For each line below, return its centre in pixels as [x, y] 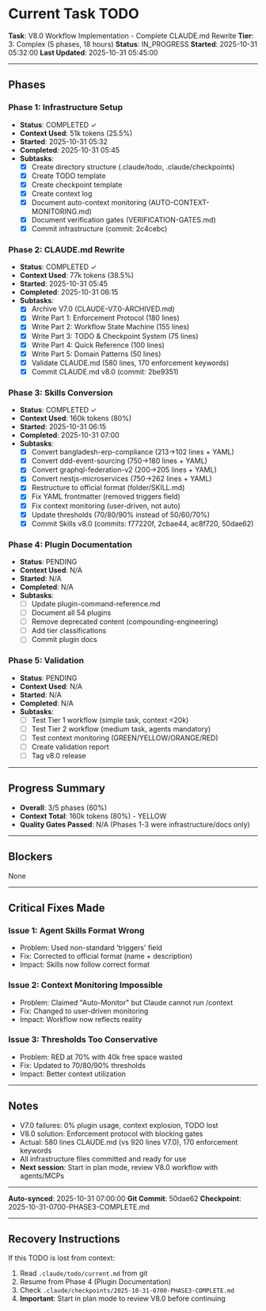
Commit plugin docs [64, 640]
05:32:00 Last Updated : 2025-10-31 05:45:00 [83, 52]
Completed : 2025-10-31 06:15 [69, 292]
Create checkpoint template [77, 184]
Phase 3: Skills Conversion [61, 393]
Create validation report [70, 747]
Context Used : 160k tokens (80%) [76, 418]
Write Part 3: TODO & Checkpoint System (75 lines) [115, 336]
